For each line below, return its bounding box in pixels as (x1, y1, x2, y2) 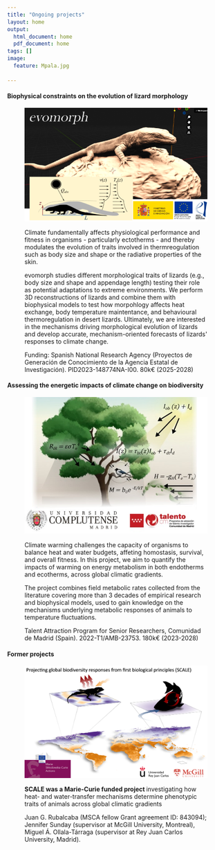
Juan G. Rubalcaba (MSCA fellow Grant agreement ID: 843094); (24, 813, 207, 822)
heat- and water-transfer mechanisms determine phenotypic (24, 793, 197, 801)
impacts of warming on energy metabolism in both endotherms (24, 563, 204, 572)
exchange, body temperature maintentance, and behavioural (24, 308, 197, 316)
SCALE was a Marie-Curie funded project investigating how (24, 785, 197, 793)
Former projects (7, 650, 55, 658)
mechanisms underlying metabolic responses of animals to (24, 606, 192, 614)
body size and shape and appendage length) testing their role (24, 278, 200, 287)
